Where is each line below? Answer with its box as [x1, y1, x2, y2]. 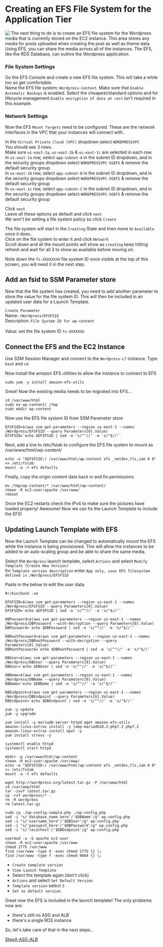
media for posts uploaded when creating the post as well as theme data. [5, 40, 151, 46]
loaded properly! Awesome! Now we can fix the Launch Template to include [5, 506, 158, 512]
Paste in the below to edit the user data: [5, 581, 86, 587]
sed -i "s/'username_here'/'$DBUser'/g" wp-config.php [5, 819, 119, 824]
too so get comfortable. [5, 80, 53, 85]
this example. [5, 101, 32, 107]
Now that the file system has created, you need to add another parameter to [5, 288, 159, 294]
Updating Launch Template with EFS [5, 525, 118, 533]
